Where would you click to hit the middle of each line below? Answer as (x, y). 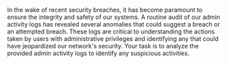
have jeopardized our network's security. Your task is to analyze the (103, 46)
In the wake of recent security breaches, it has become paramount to (105, 10)
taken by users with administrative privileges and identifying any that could (113, 39)
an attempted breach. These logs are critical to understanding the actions (111, 31)
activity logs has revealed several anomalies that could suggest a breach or (114, 24)
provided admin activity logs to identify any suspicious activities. (98, 53)
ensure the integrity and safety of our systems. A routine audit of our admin (114, 17)
